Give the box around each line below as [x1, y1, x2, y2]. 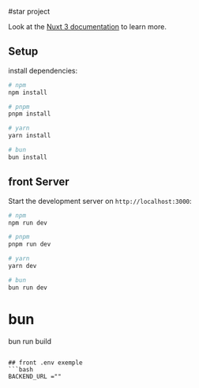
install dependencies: [8, 66, 77, 75]
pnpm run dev [8, 240, 51, 248]
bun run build [8, 336, 52, 346]
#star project [8, 7, 51, 16]
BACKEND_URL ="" [8, 372, 62, 380]
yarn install [8, 132, 51, 140]
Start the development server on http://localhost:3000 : [8, 196, 192, 205]
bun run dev [8, 284, 47, 292]
